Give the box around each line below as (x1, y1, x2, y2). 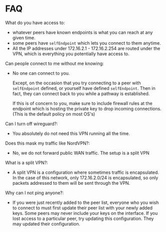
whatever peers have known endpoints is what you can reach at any (12, 29, 153, 35)
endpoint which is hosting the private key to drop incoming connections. (12, 105, 161, 111)
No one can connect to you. (12, 70, 70, 76)
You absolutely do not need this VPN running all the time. (12, 130, 130, 136)
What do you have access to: (5, 20, 65, 26)
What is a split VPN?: (5, 159, 48, 166)
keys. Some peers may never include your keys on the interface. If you (12, 210, 158, 216)
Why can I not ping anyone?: (5, 189, 64, 196)
